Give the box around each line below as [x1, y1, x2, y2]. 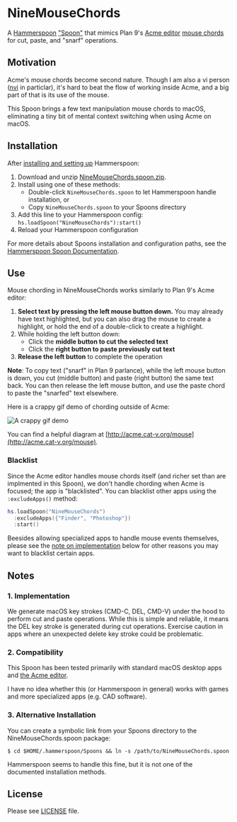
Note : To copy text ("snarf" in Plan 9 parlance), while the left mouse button [7, 366, 226, 375]
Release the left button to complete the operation [17, 353, 163, 361]
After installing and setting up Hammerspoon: [7, 158, 140, 168]
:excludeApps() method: [7, 494, 78, 503]
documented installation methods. [7, 767, 107, 776]
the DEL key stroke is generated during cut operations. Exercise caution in [7, 622, 224, 630]
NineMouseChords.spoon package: [7, 733, 111, 742]
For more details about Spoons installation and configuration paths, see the [7, 239, 226, 248]
